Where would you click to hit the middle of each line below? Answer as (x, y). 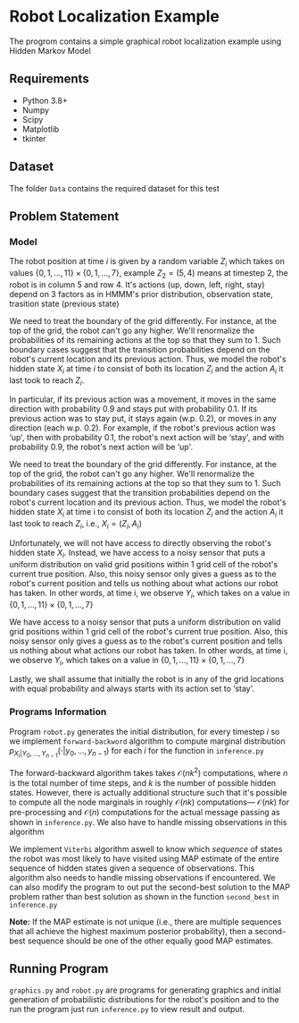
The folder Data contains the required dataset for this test (115, 188)
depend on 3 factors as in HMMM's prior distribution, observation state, (141, 294)
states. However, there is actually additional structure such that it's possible (148, 792)
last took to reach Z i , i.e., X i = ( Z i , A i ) (76, 525)
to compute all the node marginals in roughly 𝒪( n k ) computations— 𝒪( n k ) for (149, 802)
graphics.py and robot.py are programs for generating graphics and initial (145, 990)
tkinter (34, 138)
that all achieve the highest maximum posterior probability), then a (131, 931)
